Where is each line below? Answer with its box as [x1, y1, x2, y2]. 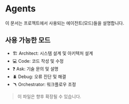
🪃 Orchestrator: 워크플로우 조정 [12, 81, 76, 87]
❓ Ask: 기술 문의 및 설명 [12, 66, 59, 72]
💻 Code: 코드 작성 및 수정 [12, 58, 64, 64]
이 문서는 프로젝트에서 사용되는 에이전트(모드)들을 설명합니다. [5, 20, 125, 26]
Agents [5, 3, 36, 14]
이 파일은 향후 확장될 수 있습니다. [17, 93, 81, 100]
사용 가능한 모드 [5, 36, 51, 45]
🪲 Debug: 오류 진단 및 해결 [12, 73, 66, 80]
